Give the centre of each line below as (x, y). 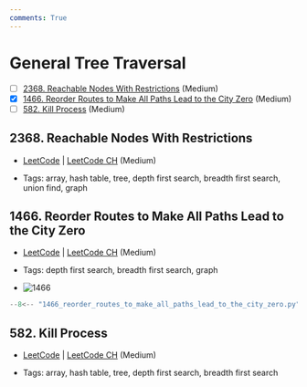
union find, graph (55, 187)
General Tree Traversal (98, 63)
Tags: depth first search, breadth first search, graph (120, 270)
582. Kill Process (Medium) (74, 109)
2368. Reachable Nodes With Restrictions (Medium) (121, 89)
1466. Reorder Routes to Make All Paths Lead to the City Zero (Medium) (157, 99)
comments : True (38, 18)
